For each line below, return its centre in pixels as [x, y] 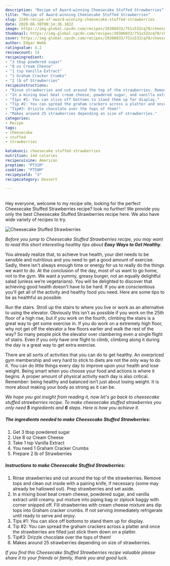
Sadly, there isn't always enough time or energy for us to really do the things [85, 265]
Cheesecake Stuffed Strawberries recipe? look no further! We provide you [82, 209]
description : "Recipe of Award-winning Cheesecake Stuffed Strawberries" [85, 10]
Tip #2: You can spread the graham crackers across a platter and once [86, 526]
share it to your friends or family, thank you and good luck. [67, 558]
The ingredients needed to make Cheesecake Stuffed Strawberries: [78, 419]
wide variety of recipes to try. [36, 220]
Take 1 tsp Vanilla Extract [38, 443]
